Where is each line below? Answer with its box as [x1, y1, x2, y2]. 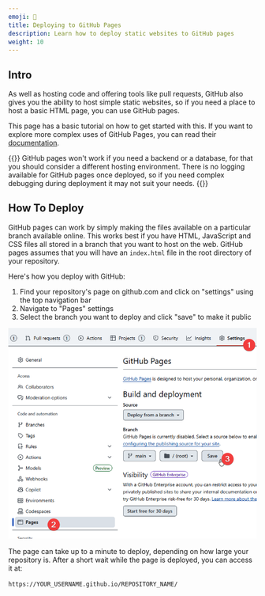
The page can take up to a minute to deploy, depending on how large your [8, 547, 249, 556]
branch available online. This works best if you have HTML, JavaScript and [8, 230, 252, 241]
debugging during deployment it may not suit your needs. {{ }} [8, 179, 209, 188]
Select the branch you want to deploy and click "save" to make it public [19, 312, 252, 321]
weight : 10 [8, 38, 44, 46]
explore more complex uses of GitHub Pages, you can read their [8, 130, 217, 139]
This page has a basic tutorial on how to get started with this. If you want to [8, 121, 253, 131]
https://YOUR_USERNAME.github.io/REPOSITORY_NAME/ [8, 580, 178, 589]
